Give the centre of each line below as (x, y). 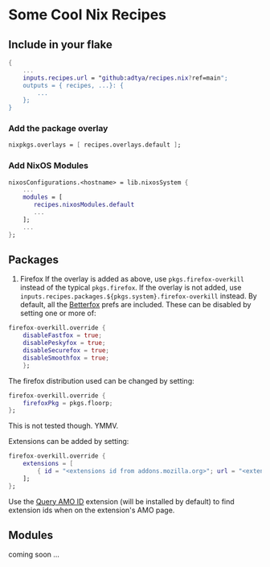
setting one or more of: (58, 313)
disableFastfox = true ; (63, 335)
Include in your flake (60, 45)
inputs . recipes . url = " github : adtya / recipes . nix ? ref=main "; (125, 78)
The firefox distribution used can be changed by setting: (101, 380)
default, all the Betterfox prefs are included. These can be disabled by (135, 305)
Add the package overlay (58, 129)
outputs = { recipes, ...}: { (74, 85)
